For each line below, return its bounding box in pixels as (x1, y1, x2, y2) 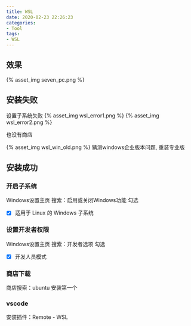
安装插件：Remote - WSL (6, 313, 69, 321)
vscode (6, 299, 29, 308)
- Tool (6, 25, 23, 32)
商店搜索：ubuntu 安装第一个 (6, 284, 78, 291)
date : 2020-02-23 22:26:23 (6, 14, 73, 20)
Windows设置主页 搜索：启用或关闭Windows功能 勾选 (6, 197, 138, 204)
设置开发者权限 (6, 226, 50, 234)
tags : (6, 31, 20, 37)
